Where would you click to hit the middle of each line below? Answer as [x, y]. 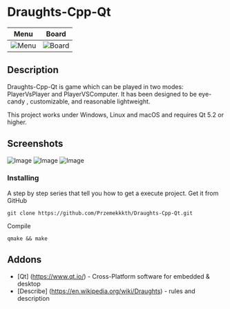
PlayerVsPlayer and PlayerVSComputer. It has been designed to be [102, 94]
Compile [19, 226]
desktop [29, 283]
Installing [23, 178]
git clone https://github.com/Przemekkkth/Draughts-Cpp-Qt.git [100, 213]
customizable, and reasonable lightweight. [90, 101]
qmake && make [28, 239]
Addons [25, 260]
